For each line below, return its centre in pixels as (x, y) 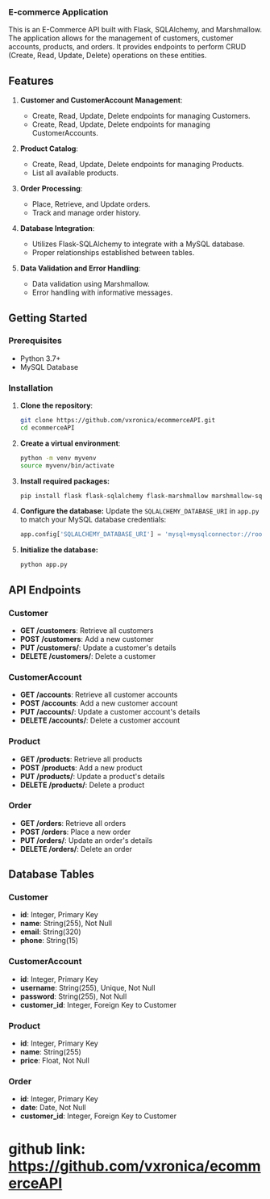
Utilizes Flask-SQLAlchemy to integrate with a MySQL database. (139, 244)
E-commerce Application (58, 12)
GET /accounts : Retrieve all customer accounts (99, 695)
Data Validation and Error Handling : (80, 268)
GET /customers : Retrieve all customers (87, 630)
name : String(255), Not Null (66, 924)
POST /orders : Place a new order (75, 832)
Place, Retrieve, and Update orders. (91, 204)
